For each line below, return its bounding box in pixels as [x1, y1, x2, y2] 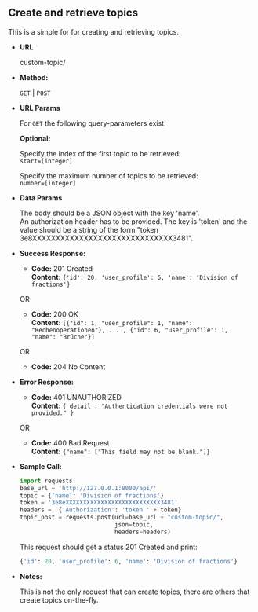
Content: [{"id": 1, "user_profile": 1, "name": [31, 317, 193, 327]
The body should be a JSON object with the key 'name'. [19, 208, 200, 218]
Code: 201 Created [31, 263, 93, 273]
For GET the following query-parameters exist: [19, 118, 166, 128]
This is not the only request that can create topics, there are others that [19, 587, 250, 596]
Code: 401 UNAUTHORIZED [31, 392, 122, 401]
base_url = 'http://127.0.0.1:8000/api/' [19, 484, 158, 492]
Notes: [19, 571, 42, 581]
